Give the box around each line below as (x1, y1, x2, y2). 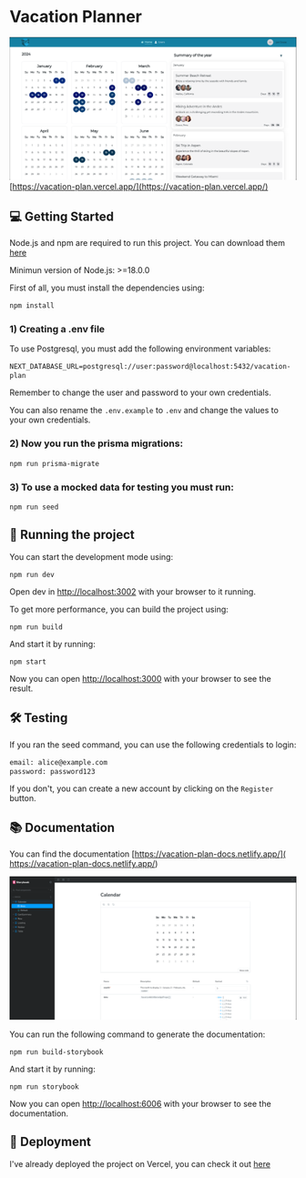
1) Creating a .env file (9, 323, 106, 336)
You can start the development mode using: (9, 551, 174, 562)
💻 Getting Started (9, 208, 114, 224)
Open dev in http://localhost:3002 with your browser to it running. (9, 585, 257, 597)
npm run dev (9, 570, 55, 579)
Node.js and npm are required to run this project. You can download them (9, 238, 285, 249)
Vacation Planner (9, 6, 143, 27)
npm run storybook (9, 1082, 79, 1092)
